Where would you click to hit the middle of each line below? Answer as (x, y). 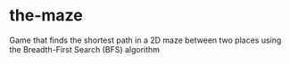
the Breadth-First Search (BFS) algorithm (85, 49)
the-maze (46, 16)
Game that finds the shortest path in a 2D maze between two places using (145, 40)
